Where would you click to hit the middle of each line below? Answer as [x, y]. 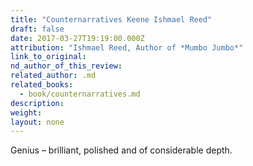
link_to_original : [48, 57]
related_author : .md [53, 76]
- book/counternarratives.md [80, 94]
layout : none [37, 122]
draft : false [37, 29]
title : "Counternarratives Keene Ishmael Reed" [111, 19]
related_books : [42, 85]
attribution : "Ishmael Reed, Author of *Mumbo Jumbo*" [127, 47]
